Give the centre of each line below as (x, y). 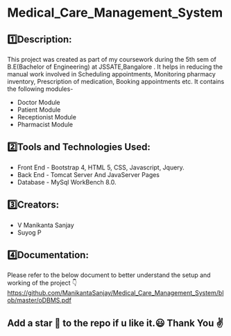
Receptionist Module (46, 117)
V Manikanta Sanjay (45, 225)
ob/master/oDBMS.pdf (39, 301)
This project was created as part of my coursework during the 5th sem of (112, 59)
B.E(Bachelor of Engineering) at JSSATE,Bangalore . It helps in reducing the (115, 67)
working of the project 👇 (42, 283)
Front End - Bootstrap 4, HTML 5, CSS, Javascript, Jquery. (101, 167)
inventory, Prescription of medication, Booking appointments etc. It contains (116, 82)
